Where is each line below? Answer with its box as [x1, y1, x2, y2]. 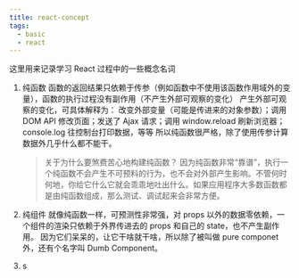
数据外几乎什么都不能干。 [21, 138, 117, 149]
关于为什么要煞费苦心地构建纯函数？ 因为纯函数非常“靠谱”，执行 [44, 157, 281, 168]
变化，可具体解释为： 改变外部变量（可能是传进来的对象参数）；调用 [37, 104, 287, 116]
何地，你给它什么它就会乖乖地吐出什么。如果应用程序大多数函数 [44, 179, 279, 190]
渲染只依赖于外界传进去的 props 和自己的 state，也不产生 [53, 220, 265, 232]
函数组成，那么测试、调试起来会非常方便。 [68, 191, 225, 201]
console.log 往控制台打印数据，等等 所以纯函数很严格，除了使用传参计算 [21, 127, 289, 138]
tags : [9, 21, 29, 30]
